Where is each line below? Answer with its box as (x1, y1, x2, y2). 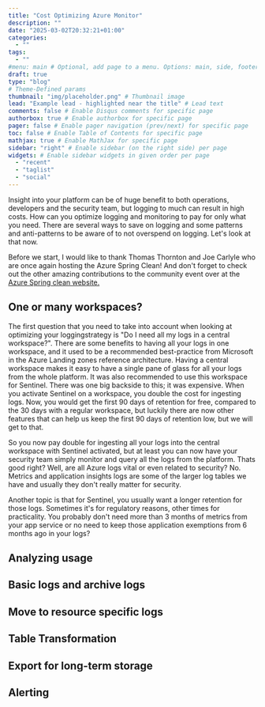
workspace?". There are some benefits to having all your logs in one (8, 338, 230, 348)
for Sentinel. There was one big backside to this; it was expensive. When (8, 380, 244, 390)
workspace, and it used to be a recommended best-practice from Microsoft (8, 346, 254, 356)
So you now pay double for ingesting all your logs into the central (8, 437, 220, 447)
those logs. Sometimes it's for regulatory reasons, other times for (8, 503, 220, 512)
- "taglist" (15, 166, 55, 174)
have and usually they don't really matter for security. (8, 479, 181, 489)
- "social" (15, 173, 51, 182)
